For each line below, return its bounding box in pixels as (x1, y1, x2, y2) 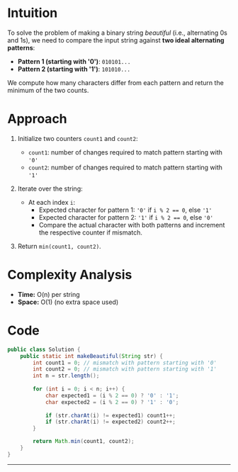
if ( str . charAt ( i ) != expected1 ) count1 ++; (45, 412, 176, 419)
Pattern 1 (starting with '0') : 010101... (17, 57, 131, 65)
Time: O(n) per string (17, 290, 80, 298)
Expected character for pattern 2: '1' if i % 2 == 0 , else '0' (38, 213, 214, 221)
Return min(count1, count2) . (17, 242, 101, 250)
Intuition (7, 5, 58, 21)
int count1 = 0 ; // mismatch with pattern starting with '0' (33, 359, 217, 366)
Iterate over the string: (17, 184, 83, 193)
